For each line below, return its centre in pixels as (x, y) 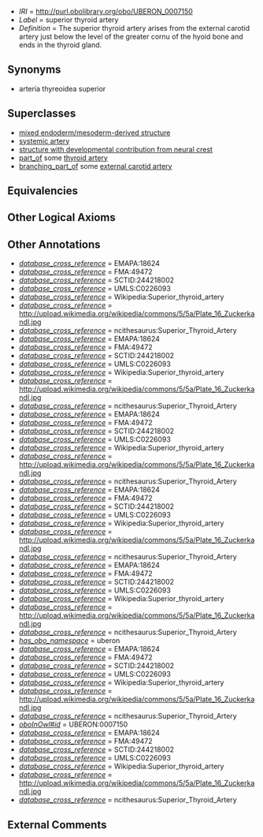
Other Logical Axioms (61, 217)
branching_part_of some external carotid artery (95, 166)
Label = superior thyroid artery (69, 20)
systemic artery (44, 140)
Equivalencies (43, 191)
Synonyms (34, 70)
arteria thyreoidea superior (62, 88)
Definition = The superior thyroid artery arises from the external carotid (134, 28)
